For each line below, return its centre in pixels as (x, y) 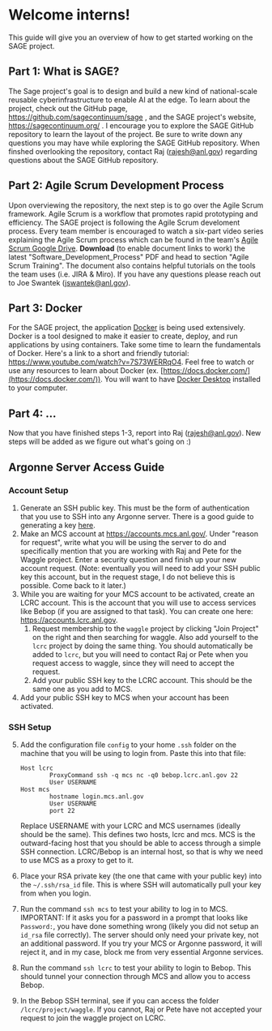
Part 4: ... (32, 413)
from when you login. (55, 893)
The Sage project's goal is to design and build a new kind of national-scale (133, 91)
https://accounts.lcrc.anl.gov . (69, 620)
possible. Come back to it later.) (73, 585)
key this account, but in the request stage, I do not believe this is (127, 577)
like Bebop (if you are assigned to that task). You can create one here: (136, 611)
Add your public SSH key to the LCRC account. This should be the (142, 680)
